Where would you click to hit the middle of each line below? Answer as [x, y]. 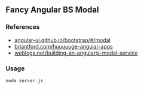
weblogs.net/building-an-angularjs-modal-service [76, 53]
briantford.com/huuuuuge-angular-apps [63, 46]
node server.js [24, 80]
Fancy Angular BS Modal [52, 10]
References [23, 27]
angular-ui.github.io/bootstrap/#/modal [62, 40]
